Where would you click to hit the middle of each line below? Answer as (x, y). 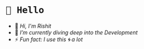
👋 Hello (25, 10)
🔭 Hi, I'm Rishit (33, 26)
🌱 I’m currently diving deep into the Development (76, 32)
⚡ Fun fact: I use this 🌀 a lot (49, 39)
